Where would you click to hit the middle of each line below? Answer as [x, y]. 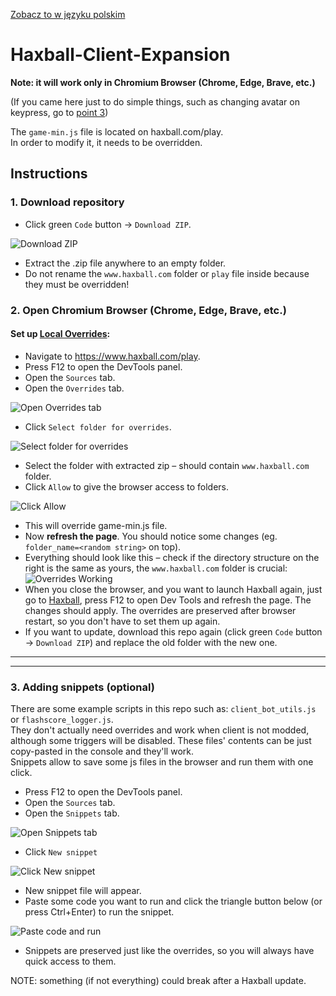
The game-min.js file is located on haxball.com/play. [117, 131]
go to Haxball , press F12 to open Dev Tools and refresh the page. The [168, 600]
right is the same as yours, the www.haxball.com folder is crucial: [156, 568]
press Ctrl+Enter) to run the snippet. [99, 912]
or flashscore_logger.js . [62, 720]
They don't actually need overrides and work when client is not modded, [160, 730]
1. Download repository [67, 202]
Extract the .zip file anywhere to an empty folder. [125, 263]
